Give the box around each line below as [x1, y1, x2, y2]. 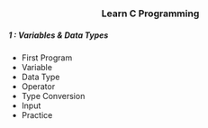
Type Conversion [21, 90, 86, 101]
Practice [21, 109, 53, 120]
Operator [21, 80, 56, 92]
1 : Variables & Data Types [8, 30, 109, 41]
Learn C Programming [101, 7, 200, 20]
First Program [21, 52, 73, 63]
